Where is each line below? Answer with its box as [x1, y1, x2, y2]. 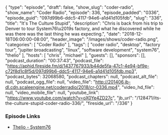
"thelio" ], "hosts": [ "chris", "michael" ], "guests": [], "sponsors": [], [5, 52, 146, 58]
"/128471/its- [134, 95, 161, 101]
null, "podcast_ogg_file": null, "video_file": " [5, 79, 96, 85]
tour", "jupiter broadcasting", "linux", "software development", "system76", [5, 47, 160, 53]
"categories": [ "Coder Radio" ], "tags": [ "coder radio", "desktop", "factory [5, 42, 160, 47]
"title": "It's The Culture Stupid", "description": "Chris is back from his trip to [5, 20, 163, 26]
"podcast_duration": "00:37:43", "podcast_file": [5, 58, 104, 63]
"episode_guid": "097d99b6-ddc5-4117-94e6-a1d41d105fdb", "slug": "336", [5, 15, 162, 21]
